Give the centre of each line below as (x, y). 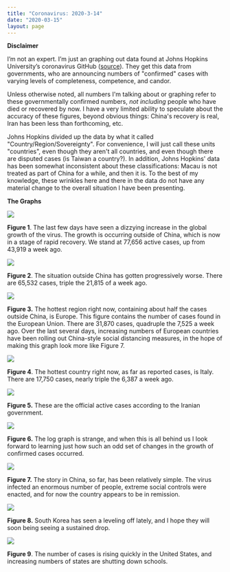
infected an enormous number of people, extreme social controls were (107, 487)
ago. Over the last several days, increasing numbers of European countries (113, 331)
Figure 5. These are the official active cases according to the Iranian (104, 406)
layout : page (26, 26)
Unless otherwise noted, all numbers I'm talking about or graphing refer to (112, 94)
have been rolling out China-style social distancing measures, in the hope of (115, 338)
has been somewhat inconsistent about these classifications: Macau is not (112, 166)
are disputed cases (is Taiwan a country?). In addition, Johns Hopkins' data (114, 159)
